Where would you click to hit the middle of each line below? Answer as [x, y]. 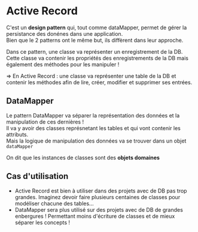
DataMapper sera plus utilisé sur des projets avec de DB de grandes [99, 209]
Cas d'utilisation [37, 176]
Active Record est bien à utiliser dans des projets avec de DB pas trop [101, 191]
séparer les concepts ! [42, 222]
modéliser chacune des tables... [54, 203]
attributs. [17, 134]
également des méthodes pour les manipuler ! [63, 64]
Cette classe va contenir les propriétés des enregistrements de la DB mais [98, 58]
